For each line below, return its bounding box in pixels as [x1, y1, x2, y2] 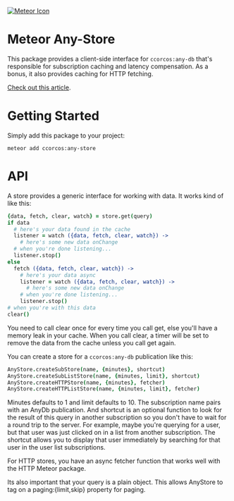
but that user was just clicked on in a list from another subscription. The [7, 428, 216, 437]
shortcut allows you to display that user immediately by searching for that [7, 435, 221, 444]
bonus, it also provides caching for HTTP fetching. [7, 69, 154, 78]
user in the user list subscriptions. [7, 443, 106, 452]
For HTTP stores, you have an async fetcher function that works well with [7, 457, 221, 465]
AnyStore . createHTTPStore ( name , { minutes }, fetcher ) [7, 379, 166, 386]
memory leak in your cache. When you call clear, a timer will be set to [7, 331, 209, 340]
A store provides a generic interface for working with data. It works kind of [7, 191, 224, 200]
